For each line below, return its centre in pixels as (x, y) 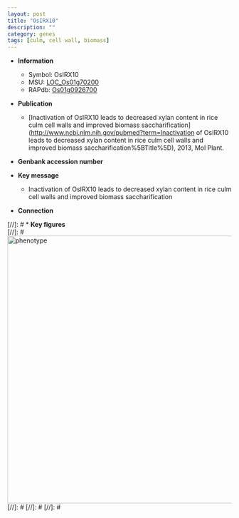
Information (36, 61)
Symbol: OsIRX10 (53, 75)
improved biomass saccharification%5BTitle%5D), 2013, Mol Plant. (126, 148)
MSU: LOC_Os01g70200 (64, 82)
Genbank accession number (60, 162)
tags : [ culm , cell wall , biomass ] (59, 41)
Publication (35, 103)
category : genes (31, 34)
